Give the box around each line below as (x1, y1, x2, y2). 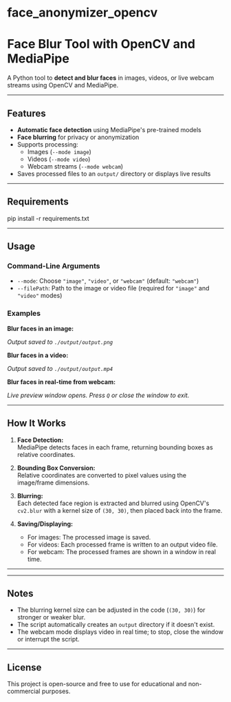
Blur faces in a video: (7, 351, 69, 359)
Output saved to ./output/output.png (7, 337, 113, 345)
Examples (7, 308, 41, 318)
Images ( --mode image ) (27, 147, 91, 156)
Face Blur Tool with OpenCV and (7, 36, 196, 52)
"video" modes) (16, 291, 63, 300)
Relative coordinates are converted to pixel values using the (16, 471, 187, 479)
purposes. (41, 687, 71, 696)
